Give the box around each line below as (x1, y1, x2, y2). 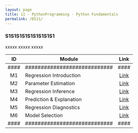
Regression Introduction (25, 72, 81, 79)
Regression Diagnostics (25, 104, 80, 111)
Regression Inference (25, 88, 75, 95)
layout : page (5, 7, 32, 12)
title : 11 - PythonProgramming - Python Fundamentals (5, 12, 119, 17)
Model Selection (25, 112, 63, 119)
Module (60, 55, 78, 62)
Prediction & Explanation (25, 96, 82, 102)
